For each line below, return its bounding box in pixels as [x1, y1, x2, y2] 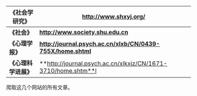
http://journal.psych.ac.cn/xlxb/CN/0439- [39, 40, 160, 48]
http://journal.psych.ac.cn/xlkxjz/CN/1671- [46, 59, 168, 67]
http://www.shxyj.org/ [81, 13, 145, 20]
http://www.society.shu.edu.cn [39, 29, 128, 36]
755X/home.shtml [39, 47, 91, 55]
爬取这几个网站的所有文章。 [6, 84, 73, 91]
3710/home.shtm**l [39, 67, 97, 74]
